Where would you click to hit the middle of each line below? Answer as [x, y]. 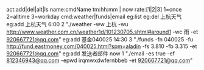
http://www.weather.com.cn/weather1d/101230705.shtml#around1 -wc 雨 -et [102, 32]
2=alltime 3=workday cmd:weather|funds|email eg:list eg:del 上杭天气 [94, 16]
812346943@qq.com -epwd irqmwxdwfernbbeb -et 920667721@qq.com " [100, 60]
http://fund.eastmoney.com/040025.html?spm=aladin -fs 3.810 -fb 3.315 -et [102, 46]
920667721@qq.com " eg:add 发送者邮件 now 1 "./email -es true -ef [91, 54]
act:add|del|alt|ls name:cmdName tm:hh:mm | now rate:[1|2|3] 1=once [94, 9]
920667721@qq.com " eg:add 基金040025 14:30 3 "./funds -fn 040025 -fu [100, 39]
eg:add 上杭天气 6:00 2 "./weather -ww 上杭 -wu [67, 24]
